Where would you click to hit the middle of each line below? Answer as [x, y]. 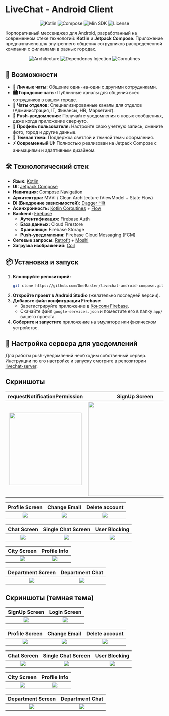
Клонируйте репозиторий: [42, 277]
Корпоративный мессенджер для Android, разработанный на [71, 33]
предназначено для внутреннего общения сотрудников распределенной [84, 43]
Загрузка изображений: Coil [44, 245]
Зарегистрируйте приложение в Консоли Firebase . [74, 306]
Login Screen [66, 612]
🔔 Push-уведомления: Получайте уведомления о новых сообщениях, [88, 116]
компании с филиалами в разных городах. [51, 49]
